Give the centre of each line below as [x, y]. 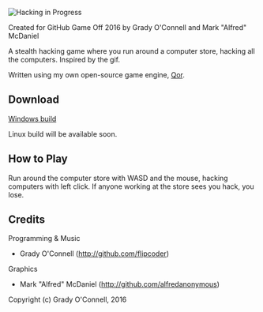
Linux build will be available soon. [63, 133]
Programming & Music [44, 239]
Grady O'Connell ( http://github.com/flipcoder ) [94, 254]
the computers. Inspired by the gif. [64, 60]
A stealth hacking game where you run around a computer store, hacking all [131, 51]
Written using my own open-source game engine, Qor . [97, 75]
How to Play [38, 159]
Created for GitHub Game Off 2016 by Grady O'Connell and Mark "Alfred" [128, 27]
